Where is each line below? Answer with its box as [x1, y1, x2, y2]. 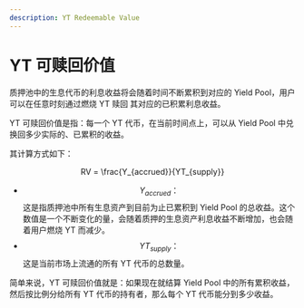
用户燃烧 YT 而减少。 [30, 225, 111, 236]
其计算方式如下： [9, 148, 74, 159]
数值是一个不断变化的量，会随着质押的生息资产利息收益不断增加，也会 [22, 214, 286, 225]
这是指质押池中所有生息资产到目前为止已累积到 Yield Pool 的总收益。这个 [22, 202, 296, 213]
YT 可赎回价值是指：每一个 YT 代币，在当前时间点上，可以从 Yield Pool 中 [9, 117, 286, 128]
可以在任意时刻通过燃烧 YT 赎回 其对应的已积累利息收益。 [9, 98, 226, 109]
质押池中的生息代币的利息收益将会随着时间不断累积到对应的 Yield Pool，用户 [9, 87, 296, 98]
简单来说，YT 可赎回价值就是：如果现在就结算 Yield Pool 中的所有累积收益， [9, 277, 295, 288]
